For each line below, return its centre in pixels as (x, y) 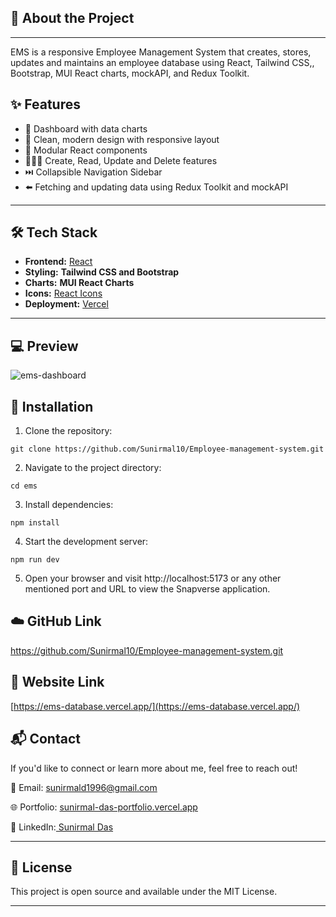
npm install (35, 523)
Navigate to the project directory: (93, 468)
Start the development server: (86, 542)
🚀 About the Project (72, 18)
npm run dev (35, 560)
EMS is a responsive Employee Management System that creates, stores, (161, 52)
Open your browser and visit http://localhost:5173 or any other (153, 578)
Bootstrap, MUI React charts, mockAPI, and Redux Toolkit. (130, 73)
